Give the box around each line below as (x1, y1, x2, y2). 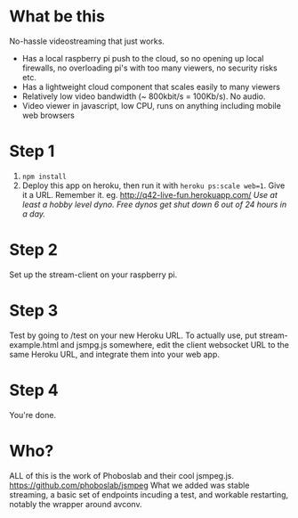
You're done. (9, 409, 56, 420)
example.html (9, 339, 60, 349)
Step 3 (9, 300, 59, 320)
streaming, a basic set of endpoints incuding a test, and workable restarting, (9, 489, 289, 500)
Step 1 (9, 141, 55, 161)
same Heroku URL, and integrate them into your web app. (9, 349, 221, 359)
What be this (9, 6, 105, 27)
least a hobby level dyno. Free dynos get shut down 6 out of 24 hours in (21, 199, 287, 210)
